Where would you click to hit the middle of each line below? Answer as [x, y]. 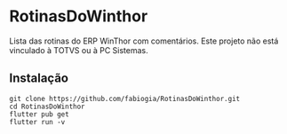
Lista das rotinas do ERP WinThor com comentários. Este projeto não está [144, 41]
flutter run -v [37, 122]
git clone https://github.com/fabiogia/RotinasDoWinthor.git [125, 99]
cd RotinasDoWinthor [48, 106]
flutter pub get [39, 114]
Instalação [39, 79]
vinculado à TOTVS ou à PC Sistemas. [79, 50]
